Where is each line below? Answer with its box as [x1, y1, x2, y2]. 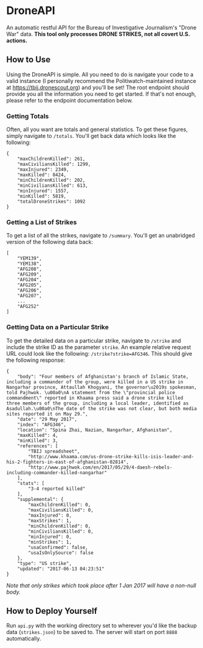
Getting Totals [6, 112, 49, 120]
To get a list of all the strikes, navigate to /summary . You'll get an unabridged [6, 232, 195, 239]
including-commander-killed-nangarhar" [6, 469, 108, 476]
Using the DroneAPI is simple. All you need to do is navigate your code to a [6, 71, 194, 78]
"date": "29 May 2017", [17, 416, 78, 422]
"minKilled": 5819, [17, 193, 67, 200]
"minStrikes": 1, [28, 539, 72, 545]
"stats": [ [17, 480, 45, 486]
